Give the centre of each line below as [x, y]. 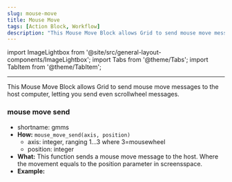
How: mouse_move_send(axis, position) [74, 134]
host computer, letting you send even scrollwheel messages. [93, 94]
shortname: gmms [43, 127]
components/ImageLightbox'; [49, 60]
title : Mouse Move [33, 20]
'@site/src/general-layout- [124, 52]
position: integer [51, 149]
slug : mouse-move [32, 13]
